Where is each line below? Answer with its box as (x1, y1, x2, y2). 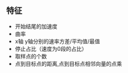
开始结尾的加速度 (14, 23, 58, 30)
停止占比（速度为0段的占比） (14, 45, 87, 52)
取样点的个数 (14, 53, 47, 60)
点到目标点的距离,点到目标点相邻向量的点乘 (14, 60, 122, 67)
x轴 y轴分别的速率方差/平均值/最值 (14, 38, 100, 45)
